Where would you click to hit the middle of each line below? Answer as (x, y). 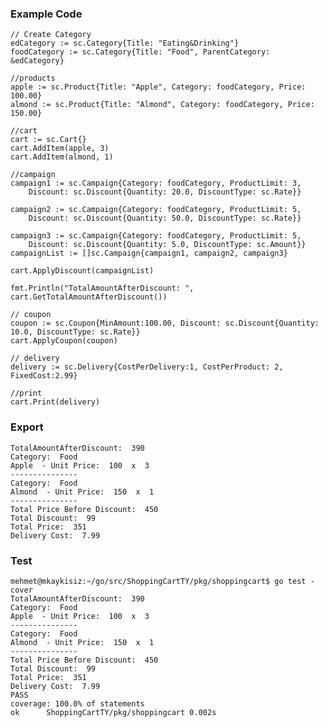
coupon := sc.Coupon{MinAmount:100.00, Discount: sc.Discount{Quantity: (165, 323)
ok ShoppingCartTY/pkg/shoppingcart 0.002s (113, 712)
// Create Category (51, 35)
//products (33, 78)
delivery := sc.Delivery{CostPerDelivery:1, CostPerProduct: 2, (147, 367)
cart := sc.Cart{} (48, 140)
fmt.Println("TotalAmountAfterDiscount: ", (102, 288)
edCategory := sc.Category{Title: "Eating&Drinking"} (125, 43)
